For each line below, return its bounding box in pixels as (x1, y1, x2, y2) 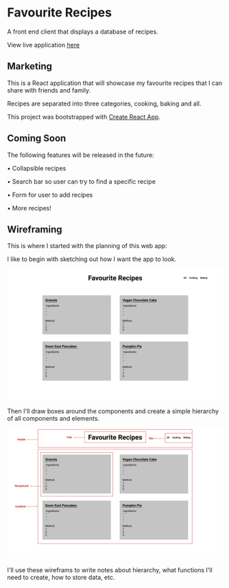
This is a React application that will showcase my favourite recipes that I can (7, 79, 223, 87)
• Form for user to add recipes (7, 191, 93, 199)
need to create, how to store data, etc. (7, 573, 115, 581)
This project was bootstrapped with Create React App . (7, 112, 161, 121)
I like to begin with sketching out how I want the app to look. (7, 255, 177, 263)
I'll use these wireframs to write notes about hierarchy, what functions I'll (7, 565, 213, 574)
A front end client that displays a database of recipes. (7, 27, 159, 36)
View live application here (7, 40, 80, 49)
